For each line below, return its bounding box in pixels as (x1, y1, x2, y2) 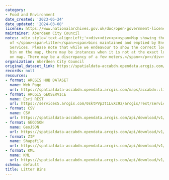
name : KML (10, 153, 30, 158)
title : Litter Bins (5, 167, 46, 172)
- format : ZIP (5, 134, 35, 139)
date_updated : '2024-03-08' (5, 21, 64, 27)
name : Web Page (10, 82, 42, 87)
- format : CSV (5, 106, 35, 111)
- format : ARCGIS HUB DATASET (5, 78, 69, 83)
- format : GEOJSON (5, 119, 44, 125)
